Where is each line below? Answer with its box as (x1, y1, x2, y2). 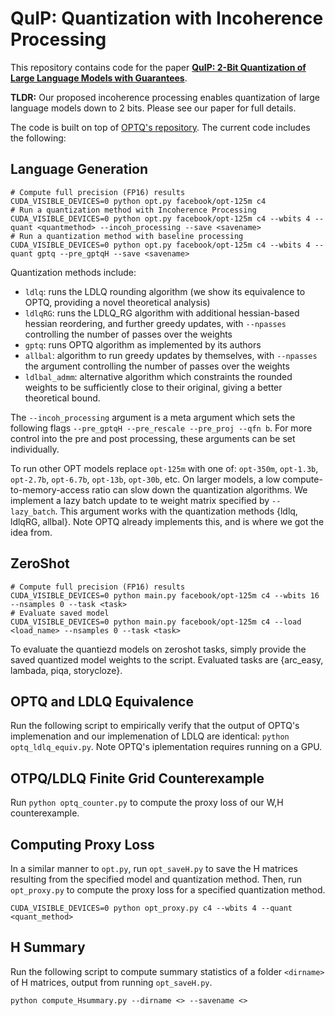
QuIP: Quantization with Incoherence (10, 7, 324, 30)
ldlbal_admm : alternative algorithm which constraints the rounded (24, 370, 293, 382)
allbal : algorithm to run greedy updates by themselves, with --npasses (24, 349, 318, 361)
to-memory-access (10, 483, 90, 496)
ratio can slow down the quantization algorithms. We (91, 483, 308, 496)
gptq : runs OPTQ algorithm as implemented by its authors (24, 338, 262, 351)
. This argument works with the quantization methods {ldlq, (54, 505, 298, 517)
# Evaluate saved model (10, 608, 110, 618)
